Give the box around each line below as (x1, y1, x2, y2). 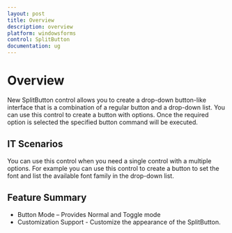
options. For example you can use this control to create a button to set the (7, 164, 219, 172)
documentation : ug (7, 43, 61, 50)
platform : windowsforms (7, 29, 77, 37)
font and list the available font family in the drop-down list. (7, 172, 174, 180)
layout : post (7, 10, 45, 17)
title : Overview (7, 17, 54, 24)
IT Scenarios (7, 138, 63, 150)
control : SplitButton (7, 36, 70, 43)
